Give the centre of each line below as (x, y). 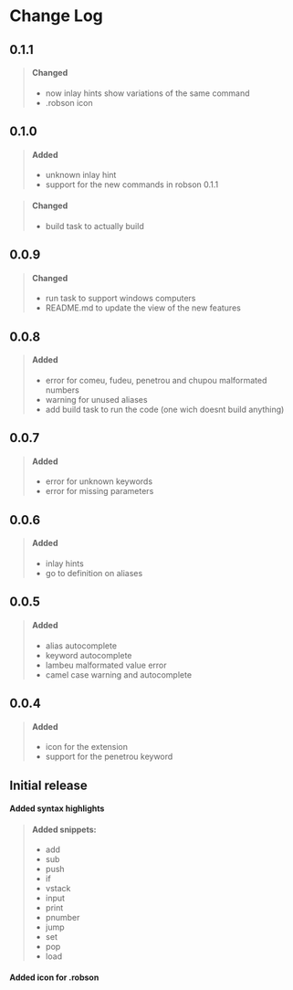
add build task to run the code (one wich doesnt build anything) (165, 409)
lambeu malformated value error (106, 665)
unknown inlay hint (81, 175)
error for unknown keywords (99, 481)
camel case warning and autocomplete (119, 674)
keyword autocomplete (89, 655)
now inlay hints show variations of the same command (147, 93)
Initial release (49, 785)
